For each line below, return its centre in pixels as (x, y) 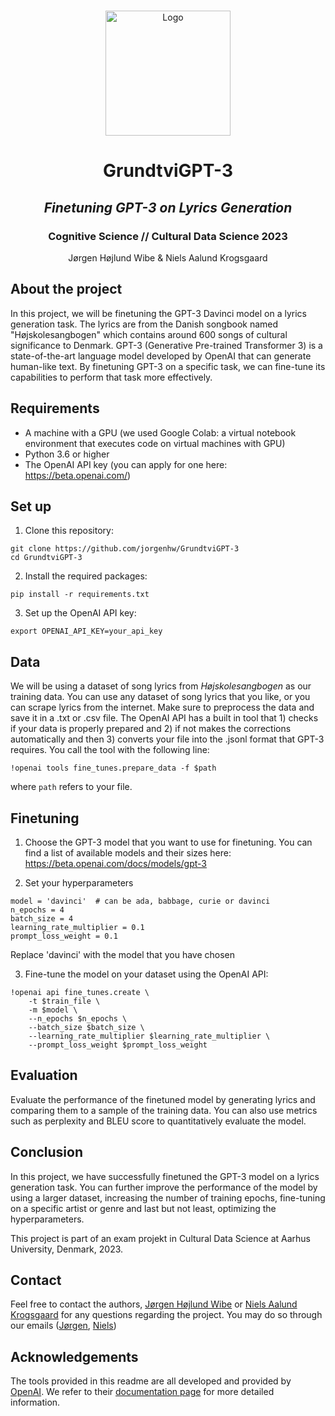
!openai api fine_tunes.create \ (80, 992)
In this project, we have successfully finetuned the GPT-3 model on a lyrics (165, 1176)
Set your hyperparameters (79, 882)
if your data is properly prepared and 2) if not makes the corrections (151, 729)
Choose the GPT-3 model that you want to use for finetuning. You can (168, 842)
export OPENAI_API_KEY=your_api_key (86, 631)
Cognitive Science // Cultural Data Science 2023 (168, 236)
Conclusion (47, 1152)
